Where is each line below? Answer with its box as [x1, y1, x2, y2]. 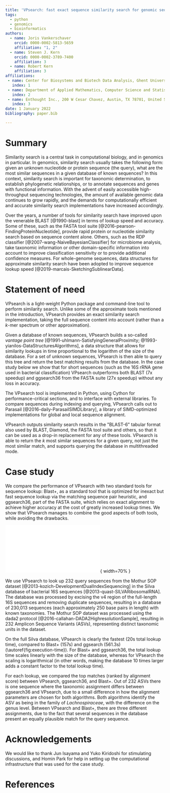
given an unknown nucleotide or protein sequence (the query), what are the [5, 165, 163, 171]
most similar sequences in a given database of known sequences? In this [5, 170, 158, 176]
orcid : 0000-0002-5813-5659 [14, 41, 73, 46]
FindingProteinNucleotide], [5, 228, 61, 234]
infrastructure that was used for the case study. [5, 761, 105, 767]
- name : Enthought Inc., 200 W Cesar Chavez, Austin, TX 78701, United [7, 97, 162, 102]
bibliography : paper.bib [5, 111, 58, 116]
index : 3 [12, 102, 30, 107]
